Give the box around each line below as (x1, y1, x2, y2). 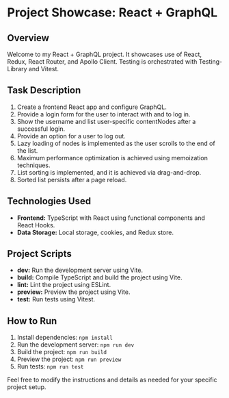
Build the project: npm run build (16, 348, 107, 356)
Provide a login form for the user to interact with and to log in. (16, 110, 191, 118)
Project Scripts (7, 248, 72, 260)
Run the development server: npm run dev (16, 340, 135, 349)
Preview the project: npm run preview (16, 355, 122, 364)
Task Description (7, 84, 81, 97)
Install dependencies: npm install (16, 334, 113, 342)
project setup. (7, 383, 46, 391)
